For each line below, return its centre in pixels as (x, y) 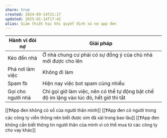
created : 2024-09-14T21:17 (33, 14)
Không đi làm (58, 72)
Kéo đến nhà (22, 58)
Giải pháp (101, 44)
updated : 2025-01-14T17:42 (33, 19)
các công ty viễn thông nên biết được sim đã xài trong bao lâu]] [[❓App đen (82, 118)
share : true (17, 10)
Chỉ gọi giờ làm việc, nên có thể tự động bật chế (98, 91)
